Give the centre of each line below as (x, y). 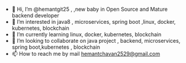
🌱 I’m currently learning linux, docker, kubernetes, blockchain (86, 34)
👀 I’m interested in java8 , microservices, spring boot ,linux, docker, (94, 22)
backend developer (35, 15)
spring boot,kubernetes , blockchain (56, 47)
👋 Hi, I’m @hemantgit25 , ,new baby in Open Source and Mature (89, 9)
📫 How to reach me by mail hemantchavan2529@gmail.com (86, 54)
